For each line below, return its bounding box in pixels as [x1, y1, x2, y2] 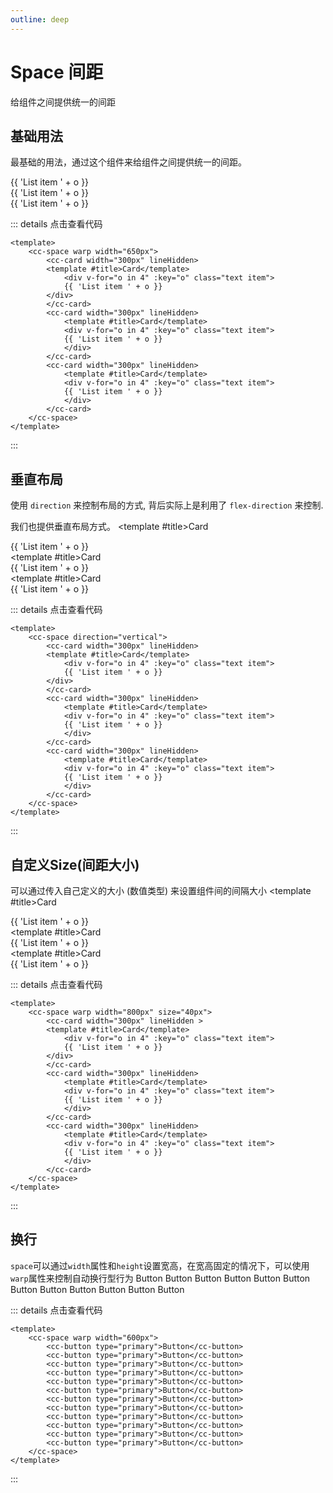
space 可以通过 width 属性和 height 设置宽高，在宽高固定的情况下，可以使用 [10, 1259, 310, 1271]
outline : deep [10, 14, 70, 25]
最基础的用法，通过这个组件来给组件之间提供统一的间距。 [10, 156, 247, 168]
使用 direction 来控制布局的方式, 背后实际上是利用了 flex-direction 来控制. [10, 499, 324, 511]
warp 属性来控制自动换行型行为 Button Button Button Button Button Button [10, 1272, 311, 1284]
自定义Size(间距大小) [10, 856, 140, 873]
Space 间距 [10, 61, 104, 83]
